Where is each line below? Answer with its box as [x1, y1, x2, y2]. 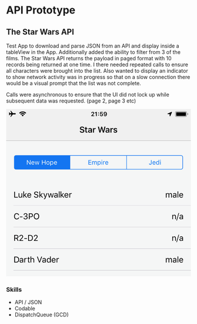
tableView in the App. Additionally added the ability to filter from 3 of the [6, 49, 181, 56]
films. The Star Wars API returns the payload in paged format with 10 [6, 55, 172, 62]
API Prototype [6, 4, 76, 17]
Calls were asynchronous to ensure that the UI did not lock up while [6, 91, 169, 98]
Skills [6, 285, 22, 294]
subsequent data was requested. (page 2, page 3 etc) [6, 97, 137, 104]
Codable [14, 305, 35, 312]
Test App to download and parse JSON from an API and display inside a [6, 42, 179, 49]
